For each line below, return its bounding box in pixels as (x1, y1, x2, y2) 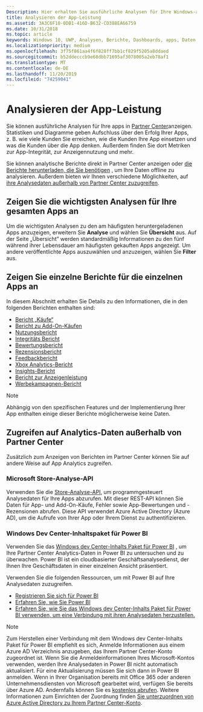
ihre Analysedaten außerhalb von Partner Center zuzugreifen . (6, 179, 159, 186)
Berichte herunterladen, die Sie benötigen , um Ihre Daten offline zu (6, 166, 175, 174)
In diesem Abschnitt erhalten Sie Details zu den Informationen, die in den (6, 297, 188, 305)
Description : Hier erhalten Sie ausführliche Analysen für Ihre (6, 8, 172, 15)
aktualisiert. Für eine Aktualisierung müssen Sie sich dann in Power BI (6, 667, 179, 674)
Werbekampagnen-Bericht (14, 380, 82, 387)
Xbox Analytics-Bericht (14, 361, 73, 368)
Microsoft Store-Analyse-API (6, 475, 94, 483)
